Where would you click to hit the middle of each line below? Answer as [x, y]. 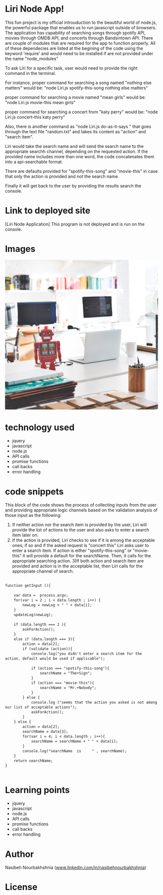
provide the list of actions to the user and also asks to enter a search [81, 530]
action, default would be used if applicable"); [55, 659]
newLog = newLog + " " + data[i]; [57, 605]
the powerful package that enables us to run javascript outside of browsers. [81, 27]
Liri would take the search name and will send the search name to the [74, 146]
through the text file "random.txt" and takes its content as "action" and [76, 131]
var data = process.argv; [41, 595]
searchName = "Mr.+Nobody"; [68, 688]
